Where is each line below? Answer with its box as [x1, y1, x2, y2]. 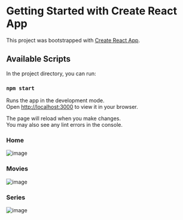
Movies [6, 164, 29, 173]
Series [6, 193, 26, 201]
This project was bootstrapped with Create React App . [6, 36, 141, 44]
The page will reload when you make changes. [6, 115, 121, 122]
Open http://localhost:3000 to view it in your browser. [6, 103, 139, 111]
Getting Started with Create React [6, 4, 178, 18]
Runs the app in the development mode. [6, 97, 105, 104]
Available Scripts [6, 54, 71, 64]
